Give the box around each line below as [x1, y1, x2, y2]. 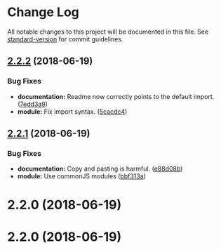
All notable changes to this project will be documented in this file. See [7, 27, 209, 36]
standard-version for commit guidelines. [7, 34, 123, 43]
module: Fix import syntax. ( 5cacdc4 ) [17, 107, 128, 116]
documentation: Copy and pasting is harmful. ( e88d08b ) [17, 164, 183, 173]
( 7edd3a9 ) [17, 100, 48, 108]
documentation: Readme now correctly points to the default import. [17, 92, 215, 100]
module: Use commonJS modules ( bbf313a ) [17, 172, 146, 180]
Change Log [7, 4, 79, 20]
